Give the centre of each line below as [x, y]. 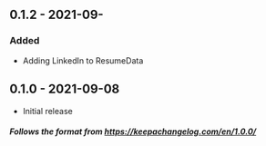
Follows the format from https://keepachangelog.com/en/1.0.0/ [133, 131]
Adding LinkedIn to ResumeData [83, 60]
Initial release [47, 111]
